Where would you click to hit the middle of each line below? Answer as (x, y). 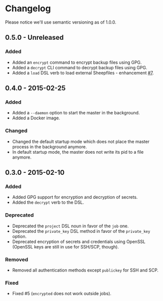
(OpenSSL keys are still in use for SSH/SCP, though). (66, 246)
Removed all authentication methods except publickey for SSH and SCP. (85, 270)
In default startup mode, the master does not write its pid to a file (78, 152)
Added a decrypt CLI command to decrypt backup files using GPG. (80, 67)
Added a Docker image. (36, 118)
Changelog (28, 9)
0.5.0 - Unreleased (34, 38)
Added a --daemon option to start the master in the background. (76, 113)
